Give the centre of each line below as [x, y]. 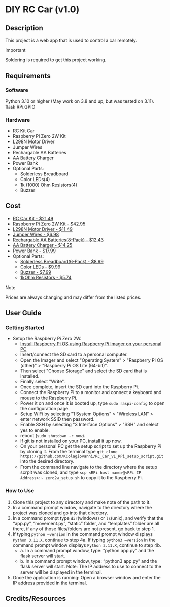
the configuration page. [45, 409]
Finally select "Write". [43, 382]
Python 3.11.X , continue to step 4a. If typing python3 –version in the [84, 540]
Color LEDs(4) [35, 179]
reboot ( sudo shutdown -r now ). [53, 436]
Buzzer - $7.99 [36, 272]
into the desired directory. [47, 461]
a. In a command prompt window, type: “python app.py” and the [87, 550]
